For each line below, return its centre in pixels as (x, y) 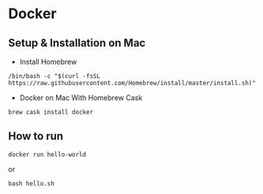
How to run (36, 136)
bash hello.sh (32, 183)
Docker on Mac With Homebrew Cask (81, 98)
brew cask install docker (51, 112)
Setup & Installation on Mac (77, 43)
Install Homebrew (48, 62)
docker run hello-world (47, 155)
